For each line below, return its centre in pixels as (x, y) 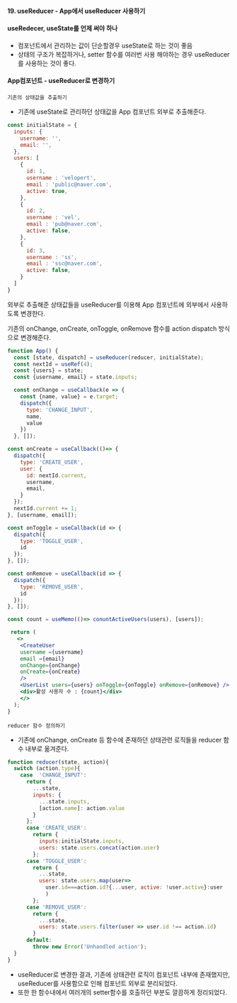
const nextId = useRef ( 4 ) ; (53, 364)
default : (39, 941)
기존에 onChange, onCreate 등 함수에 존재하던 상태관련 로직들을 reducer (120, 740)
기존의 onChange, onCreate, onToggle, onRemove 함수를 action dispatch (112, 328)
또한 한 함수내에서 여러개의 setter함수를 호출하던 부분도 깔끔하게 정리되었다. (122, 992)
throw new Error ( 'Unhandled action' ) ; (90, 947)
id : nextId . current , (56, 476)
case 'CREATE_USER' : (56, 828)
